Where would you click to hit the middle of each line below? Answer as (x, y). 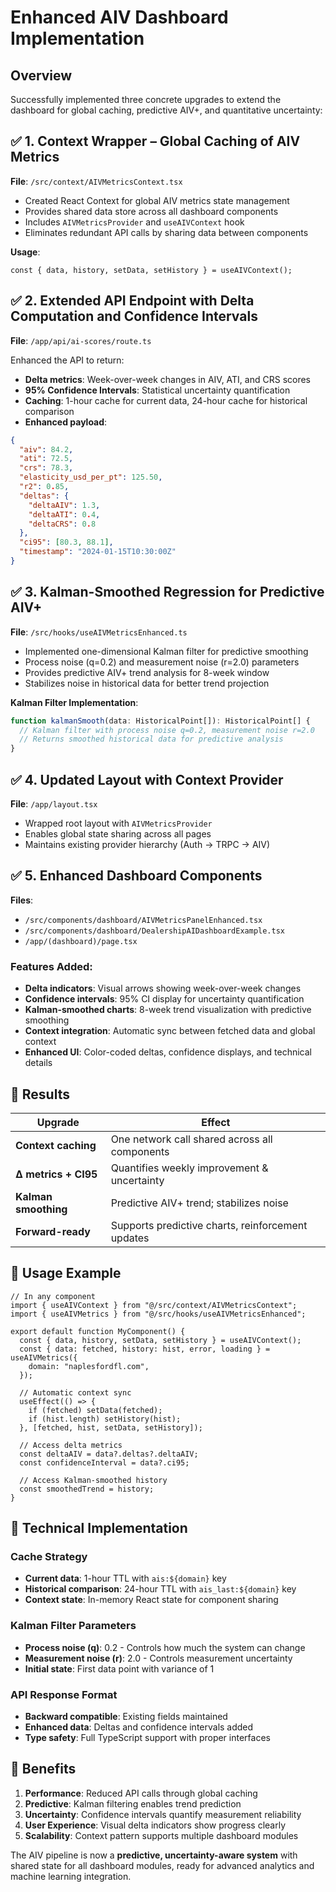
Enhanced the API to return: (67, 360)
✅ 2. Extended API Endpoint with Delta (132, 301)
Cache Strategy (49, 1557)
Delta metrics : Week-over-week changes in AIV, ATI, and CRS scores (168, 379)
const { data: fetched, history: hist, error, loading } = (145, 1349)
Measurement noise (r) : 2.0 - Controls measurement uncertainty (158, 1658)
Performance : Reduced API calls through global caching (141, 1793)
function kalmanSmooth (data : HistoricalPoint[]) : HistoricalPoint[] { (160, 721)
